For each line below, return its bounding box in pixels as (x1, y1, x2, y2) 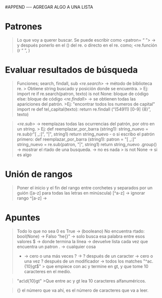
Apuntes (5, 212, 40, 223)
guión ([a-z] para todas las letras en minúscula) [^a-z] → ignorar (16, 190, 146, 196)
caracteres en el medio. (24, 268, 72, 274)
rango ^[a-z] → (16, 195, 47, 201)
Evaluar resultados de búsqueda (5, 65, 138, 76)
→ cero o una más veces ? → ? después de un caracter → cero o (24, 253, 153, 259)
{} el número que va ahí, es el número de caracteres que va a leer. (16, 287, 149, 293)
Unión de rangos (5, 169, 73, 180)
